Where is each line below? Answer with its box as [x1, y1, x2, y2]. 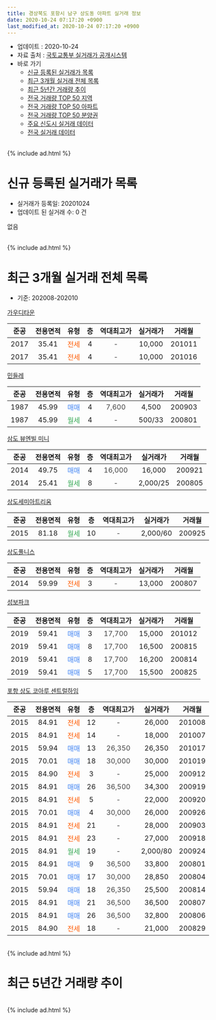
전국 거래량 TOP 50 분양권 [27, 111, 98, 119]
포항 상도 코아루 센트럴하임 [7, 687, 79, 695]
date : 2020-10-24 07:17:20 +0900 [7, 16, 103, 23]
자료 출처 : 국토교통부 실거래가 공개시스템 [16, 51, 128, 59]
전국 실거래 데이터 [27, 128, 75, 137]
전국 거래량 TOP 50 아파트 [27, 102, 98, 111]
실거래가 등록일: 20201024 [16, 200, 91, 208]
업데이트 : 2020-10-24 [16, 43, 79, 51]
